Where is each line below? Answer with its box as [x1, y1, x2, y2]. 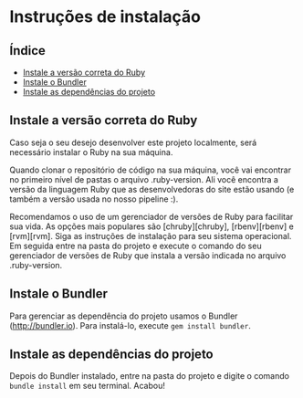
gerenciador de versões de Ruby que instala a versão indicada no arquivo [9, 249, 287, 261]
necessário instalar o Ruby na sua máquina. [9, 146, 173, 157]
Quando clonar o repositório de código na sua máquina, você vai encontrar [9, 164, 292, 175]
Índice [9, 43, 46, 58]
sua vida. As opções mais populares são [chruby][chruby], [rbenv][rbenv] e [9, 221, 294, 232]
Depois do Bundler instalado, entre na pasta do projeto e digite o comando [9, 371, 290, 382]
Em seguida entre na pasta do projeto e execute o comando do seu [9, 240, 262, 251]
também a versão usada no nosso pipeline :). [9, 194, 179, 204]
